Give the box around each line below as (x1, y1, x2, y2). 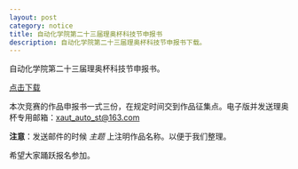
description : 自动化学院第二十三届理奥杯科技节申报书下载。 (9, 37, 207, 47)
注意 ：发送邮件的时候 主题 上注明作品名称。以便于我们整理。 (9, 131, 231, 142)
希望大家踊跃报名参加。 (9, 150, 95, 161)
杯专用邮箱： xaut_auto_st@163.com (9, 112, 140, 123)
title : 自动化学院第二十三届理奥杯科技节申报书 (9, 29, 163, 38)
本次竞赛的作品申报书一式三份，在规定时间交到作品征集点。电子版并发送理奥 (9, 101, 289, 112)
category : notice (9, 21, 74, 30)
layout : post (9, 12, 58, 22)
